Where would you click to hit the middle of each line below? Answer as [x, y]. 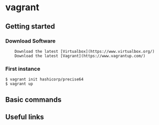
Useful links [25, 117]
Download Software [31, 41]
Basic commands [33, 100]
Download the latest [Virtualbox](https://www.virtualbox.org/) [85, 51]
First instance [23, 69]
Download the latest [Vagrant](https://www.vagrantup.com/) [80, 56]
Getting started [30, 26]
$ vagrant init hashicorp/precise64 [44, 79]
